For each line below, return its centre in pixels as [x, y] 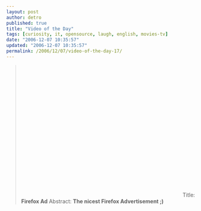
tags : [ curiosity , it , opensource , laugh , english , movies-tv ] [87, 34]
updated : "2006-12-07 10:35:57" [47, 46]
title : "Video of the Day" [40, 29]
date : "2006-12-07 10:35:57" [43, 40]
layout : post [23, 12]
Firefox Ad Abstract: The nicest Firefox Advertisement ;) [92, 201]
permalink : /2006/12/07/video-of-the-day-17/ [64, 51]
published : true [26, 23]
